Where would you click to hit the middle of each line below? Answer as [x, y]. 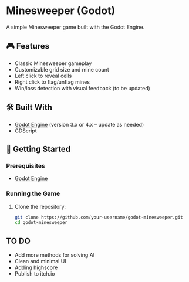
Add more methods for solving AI [55, 255]
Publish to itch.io [35, 274]
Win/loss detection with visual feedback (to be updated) [82, 88]
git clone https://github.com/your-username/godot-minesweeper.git [99, 217]
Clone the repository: [40, 206]
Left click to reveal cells [43, 76]
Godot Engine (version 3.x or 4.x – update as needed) [79, 124]
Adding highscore [36, 267]
